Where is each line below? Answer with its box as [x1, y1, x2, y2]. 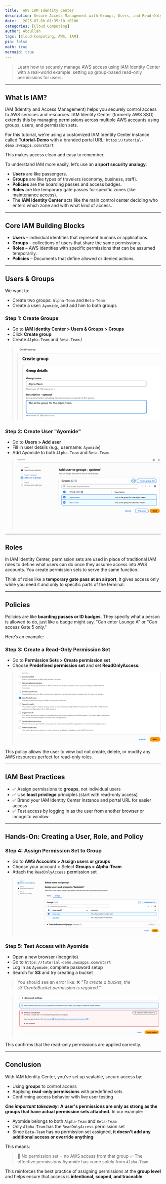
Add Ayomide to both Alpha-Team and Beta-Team [12, 450, 109, 456]
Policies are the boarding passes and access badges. [12, 181, 122, 187]
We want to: [5, 288, 30, 294]
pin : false [5, 40, 28, 44]
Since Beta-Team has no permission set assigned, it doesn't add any [12, 1129, 151, 1135]
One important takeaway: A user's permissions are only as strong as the [5, 1103, 158, 1109]
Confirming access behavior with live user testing [12, 1094, 114, 1099]
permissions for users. [17, 74, 63, 80]
